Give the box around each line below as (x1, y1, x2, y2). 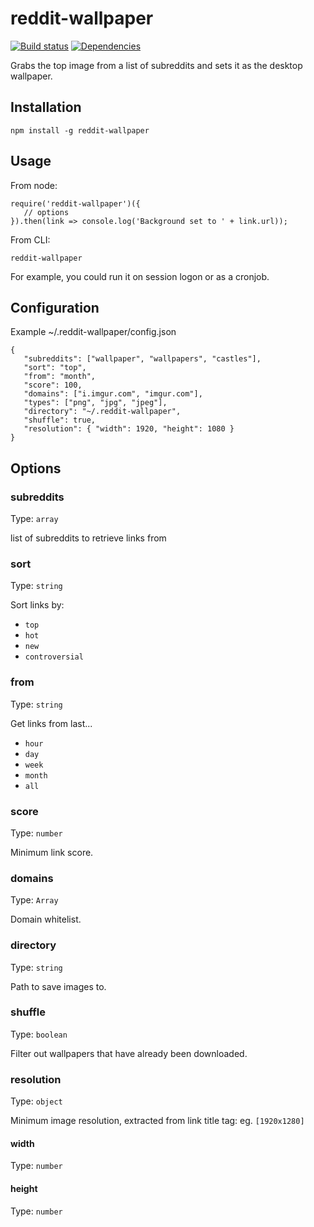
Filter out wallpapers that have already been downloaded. (10, 1047, 248, 1059)
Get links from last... (10, 717, 93, 729)
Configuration (10, 299, 100, 316)
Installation (10, 99, 82, 116)
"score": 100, (23, 380, 83, 391)
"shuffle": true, (23, 415, 97, 426)
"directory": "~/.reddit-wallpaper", (23, 407, 182, 417)
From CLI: (10, 233, 51, 246)
